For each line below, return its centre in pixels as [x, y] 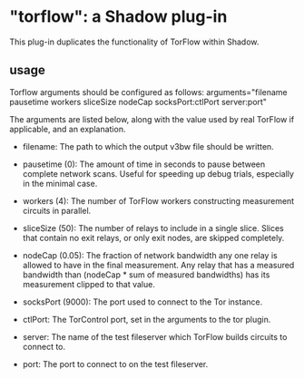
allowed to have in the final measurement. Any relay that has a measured [158, 265]
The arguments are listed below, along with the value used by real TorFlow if [152, 119]
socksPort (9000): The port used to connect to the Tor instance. [142, 302]
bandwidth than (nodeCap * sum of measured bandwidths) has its [146, 275]
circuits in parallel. [57, 210]
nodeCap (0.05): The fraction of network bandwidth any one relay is [150, 255]
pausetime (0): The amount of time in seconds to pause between [144, 164]
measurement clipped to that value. [89, 284]
